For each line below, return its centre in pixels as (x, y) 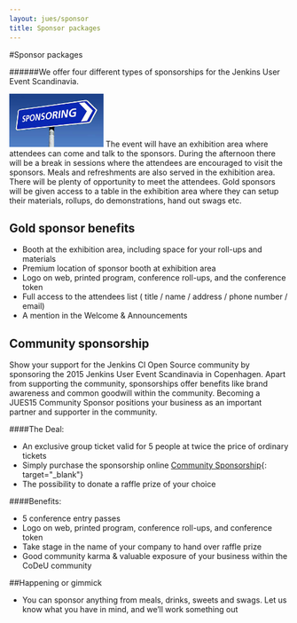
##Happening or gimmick (55, 583)
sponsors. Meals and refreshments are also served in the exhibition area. (142, 172)
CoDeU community (57, 566)
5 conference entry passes (71, 518)
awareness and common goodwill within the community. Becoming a (135, 393)
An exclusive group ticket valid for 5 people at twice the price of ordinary (155, 446)
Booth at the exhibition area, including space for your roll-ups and (142, 249)
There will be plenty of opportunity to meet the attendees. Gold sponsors (143, 181)
